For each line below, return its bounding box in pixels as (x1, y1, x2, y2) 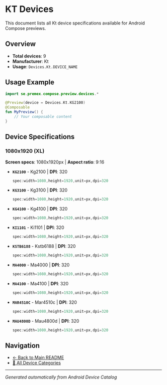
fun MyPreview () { (5, 110, 43, 115)
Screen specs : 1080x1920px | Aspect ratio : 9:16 (5, 159, 104, 165)
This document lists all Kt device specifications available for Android (5, 20, 145, 26)
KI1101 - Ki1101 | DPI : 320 (12, 224, 65, 230)
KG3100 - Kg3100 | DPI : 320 (12, 187, 68, 193)
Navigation (5, 341, 40, 350)
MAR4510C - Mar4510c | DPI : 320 (12, 299, 77, 305)
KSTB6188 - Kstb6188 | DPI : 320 (12, 243, 76, 249)
